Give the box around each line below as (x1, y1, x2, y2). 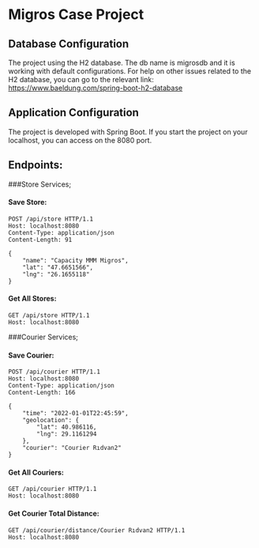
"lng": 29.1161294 (36, 430, 97, 438)
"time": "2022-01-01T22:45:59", (22, 410, 129, 418)
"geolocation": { (22, 417, 80, 425)
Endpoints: (8, 158, 63, 172)
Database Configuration (8, 37, 129, 51)
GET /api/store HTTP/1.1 (8, 312, 90, 319)
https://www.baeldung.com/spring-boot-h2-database (8, 83, 183, 93)
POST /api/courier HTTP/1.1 (8, 368, 101, 376)
